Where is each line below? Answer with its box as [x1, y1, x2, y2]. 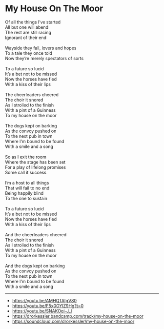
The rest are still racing [5, 29, 51, 35]
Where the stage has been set [5, 159, 66, 165]
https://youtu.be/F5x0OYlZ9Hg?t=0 [12, 303, 84, 308]
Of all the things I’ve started [5, 19, 61, 25]
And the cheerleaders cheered [5, 231, 67, 237]
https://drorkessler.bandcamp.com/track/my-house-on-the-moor [12, 313, 144, 319]
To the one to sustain [5, 195, 48, 201]
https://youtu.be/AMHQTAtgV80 [12, 297, 77, 303]
